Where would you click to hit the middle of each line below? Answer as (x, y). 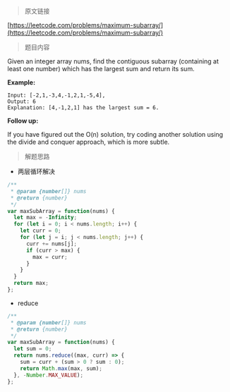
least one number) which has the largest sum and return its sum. (101, 69)
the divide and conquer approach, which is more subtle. (89, 142)
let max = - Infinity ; (46, 218)
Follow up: (23, 121)
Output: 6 (22, 102)
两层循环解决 (36, 171)
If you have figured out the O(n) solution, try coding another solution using (115, 134)
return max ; (31, 283)
